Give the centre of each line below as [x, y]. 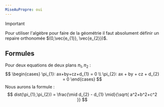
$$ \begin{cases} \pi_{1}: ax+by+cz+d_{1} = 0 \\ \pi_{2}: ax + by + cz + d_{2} [82, 74]
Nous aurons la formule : [30, 87]
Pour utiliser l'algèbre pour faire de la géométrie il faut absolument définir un [82, 33]
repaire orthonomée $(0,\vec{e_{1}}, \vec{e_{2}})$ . [56, 38]
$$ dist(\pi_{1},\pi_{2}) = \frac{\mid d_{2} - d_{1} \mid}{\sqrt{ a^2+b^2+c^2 [82, 95]
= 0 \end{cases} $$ [82, 79]
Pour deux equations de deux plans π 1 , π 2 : [48, 66]
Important [15, 23]
